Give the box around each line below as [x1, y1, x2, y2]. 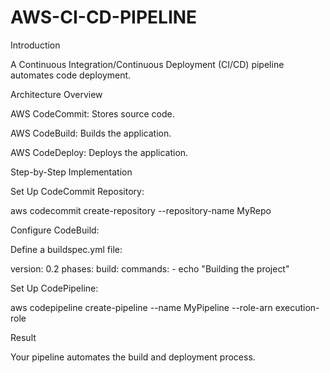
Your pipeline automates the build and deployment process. [10, 351, 256, 363]
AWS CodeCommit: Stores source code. [10, 107, 175, 120]
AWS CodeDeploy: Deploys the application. [10, 146, 189, 158]
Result [10, 331, 37, 343]
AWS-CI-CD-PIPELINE [10, 6, 198, 29]
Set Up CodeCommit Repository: [10, 185, 145, 197]
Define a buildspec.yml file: [10, 243, 123, 255]
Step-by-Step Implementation [10, 166, 133, 178]
